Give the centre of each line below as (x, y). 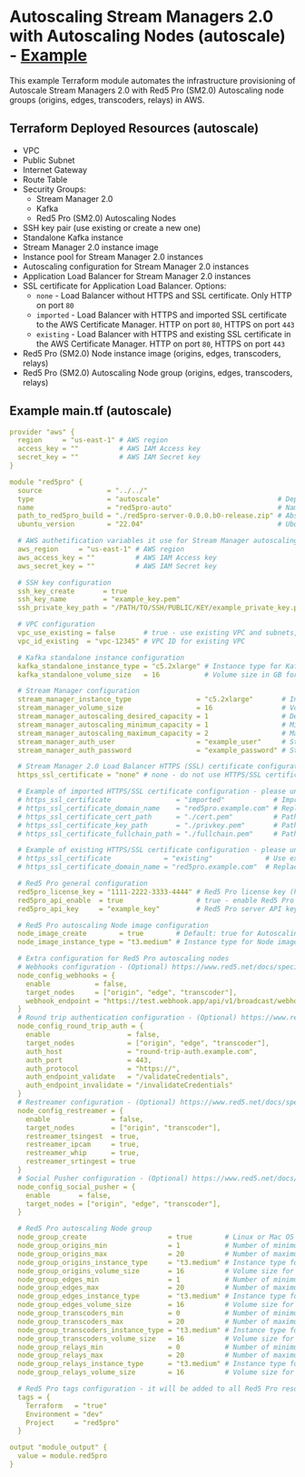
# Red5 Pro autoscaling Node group (85, 1229)
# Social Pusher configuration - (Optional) (103, 1178)
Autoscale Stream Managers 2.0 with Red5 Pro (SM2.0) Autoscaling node (147, 90)
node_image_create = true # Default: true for (136, 934)
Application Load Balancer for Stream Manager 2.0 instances (137, 276)
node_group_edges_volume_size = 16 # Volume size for (156, 1305)
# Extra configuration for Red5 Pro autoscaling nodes (123, 959)
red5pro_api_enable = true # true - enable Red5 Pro (156, 900)
